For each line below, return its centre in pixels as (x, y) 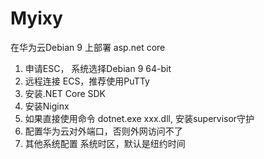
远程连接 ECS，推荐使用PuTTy (87, 81)
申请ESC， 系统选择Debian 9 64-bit (98, 68)
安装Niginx (47, 106)
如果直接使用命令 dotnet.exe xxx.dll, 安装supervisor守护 (139, 118)
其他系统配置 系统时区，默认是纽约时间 (105, 143)
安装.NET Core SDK (65, 93)
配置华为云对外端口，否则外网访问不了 (103, 131)
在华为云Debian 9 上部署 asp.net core (88, 47)
